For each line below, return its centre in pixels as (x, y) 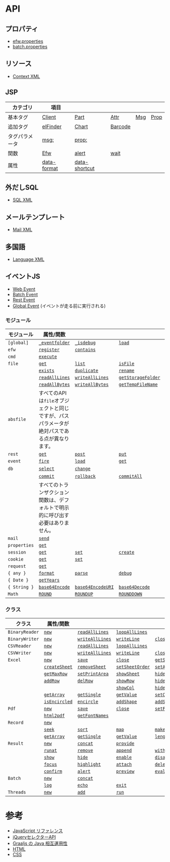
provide (125, 743)
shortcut (84, 168)
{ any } (17, 573)
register (49, 350)
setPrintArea (93, 674)
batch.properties (30, 47)
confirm (53, 771)
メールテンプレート (35, 217)
